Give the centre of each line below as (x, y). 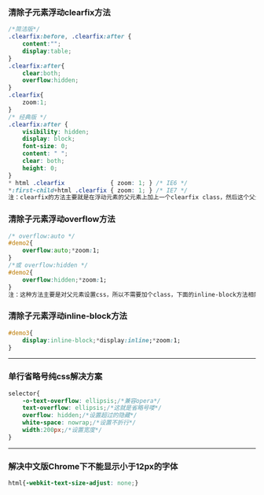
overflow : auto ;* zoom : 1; (61, 251)
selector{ (24, 393)
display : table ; (47, 51)
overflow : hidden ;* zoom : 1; (65, 280)
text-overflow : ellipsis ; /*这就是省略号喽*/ (92, 408)
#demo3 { (21, 333)
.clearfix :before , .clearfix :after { (70, 37)
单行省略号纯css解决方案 (55, 377)
